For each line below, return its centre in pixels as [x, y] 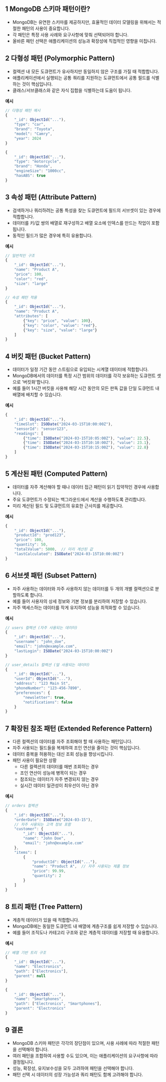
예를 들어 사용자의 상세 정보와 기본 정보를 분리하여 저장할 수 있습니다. [80, 601]
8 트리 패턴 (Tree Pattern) [44, 907]
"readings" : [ [29, 433]
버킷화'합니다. [37, 382]
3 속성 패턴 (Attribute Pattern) [51, 197]
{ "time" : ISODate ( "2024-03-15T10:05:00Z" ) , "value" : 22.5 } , [87, 438]
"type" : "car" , [30, 125]
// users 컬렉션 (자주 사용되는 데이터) [41, 627]
